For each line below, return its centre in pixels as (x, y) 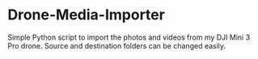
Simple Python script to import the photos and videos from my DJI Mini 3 (129, 37)
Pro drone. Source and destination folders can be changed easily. (117, 45)
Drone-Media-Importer (86, 15)
